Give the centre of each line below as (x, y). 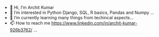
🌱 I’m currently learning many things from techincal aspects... (71, 18)
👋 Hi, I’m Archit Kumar (32, 7)
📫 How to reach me (30, 23)
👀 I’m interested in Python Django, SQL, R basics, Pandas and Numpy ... (82, 12)
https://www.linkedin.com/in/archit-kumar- (94, 23)
